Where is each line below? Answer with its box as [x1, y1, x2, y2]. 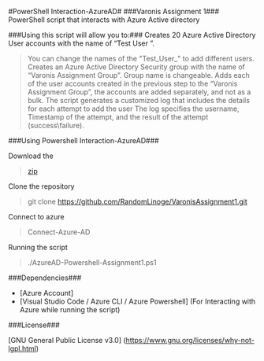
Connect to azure [8, 212, 65, 221]
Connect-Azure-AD [27, 227, 91, 237]
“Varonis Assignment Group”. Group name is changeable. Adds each [27, 71, 250, 79]
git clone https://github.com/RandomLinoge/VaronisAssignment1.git [27, 197, 248, 206]
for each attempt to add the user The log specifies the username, [27, 104, 240, 113]
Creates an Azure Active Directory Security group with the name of [27, 62, 246, 72]
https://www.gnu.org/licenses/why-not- [125, 336, 255, 344]
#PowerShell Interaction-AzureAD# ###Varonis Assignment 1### [8, 7, 220, 16]
